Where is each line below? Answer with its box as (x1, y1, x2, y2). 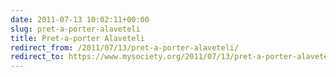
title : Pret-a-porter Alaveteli (10, 33, 145, 43)
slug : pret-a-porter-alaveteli (10, 24, 141, 34)
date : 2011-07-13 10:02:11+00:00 (10, 14, 150, 25)
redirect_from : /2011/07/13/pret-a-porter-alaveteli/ (10, 42, 240, 53)
